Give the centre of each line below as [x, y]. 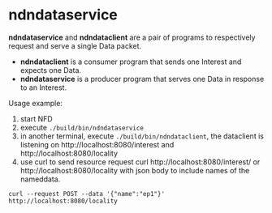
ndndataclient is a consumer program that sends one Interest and [131, 62]
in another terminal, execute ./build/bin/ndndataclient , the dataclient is [142, 136]
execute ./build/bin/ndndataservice [82, 127]
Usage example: [36, 103]
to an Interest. [43, 87]
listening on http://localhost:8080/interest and [97, 144]
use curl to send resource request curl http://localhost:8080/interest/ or [140, 162]
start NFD [36, 118]
